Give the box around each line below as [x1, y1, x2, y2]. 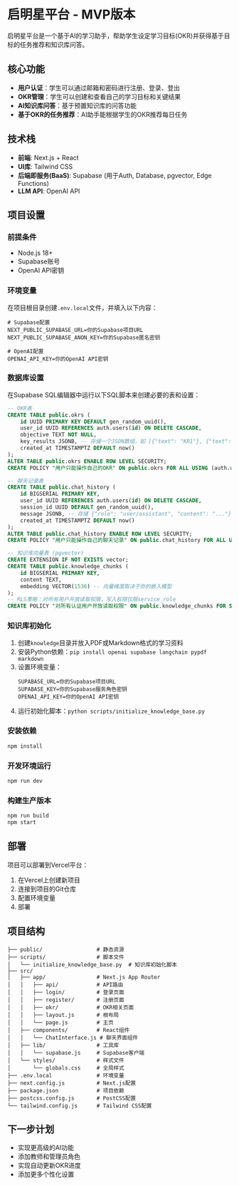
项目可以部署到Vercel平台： [7, 860, 89, 869]
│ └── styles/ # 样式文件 [7, 1057, 124, 1064]
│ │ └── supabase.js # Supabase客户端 [7, 1049, 144, 1056]
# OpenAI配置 [7, 348, 44, 355]
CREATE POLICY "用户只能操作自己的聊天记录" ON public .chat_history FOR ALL [7, 537, 226, 544]
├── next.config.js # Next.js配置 [7, 1080, 137, 1087]
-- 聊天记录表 [7, 477, 44, 484]
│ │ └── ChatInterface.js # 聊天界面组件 [7, 1034, 139, 1041]
